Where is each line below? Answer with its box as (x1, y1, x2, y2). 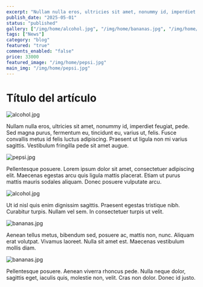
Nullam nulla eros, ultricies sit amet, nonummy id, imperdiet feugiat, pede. (6, 123, 190, 130)
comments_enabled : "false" (6, 48, 74, 54)
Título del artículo (6, 91, 97, 105)
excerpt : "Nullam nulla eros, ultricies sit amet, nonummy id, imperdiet (6, 8, 196, 15)
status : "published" (6, 20, 59, 26)
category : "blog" (6, 37, 50, 43)
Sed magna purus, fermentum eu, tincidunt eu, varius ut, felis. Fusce (6, 129, 177, 137)
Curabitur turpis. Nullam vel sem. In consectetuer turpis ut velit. (6, 208, 164, 215)
